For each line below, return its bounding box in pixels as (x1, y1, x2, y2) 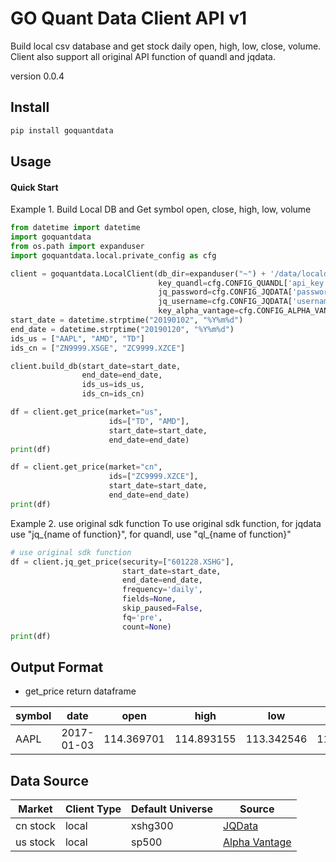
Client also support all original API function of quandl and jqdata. (10, 50, 276, 62)
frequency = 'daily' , (121, 585, 203, 595)
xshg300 (131, 819, 174, 833)
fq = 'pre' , (121, 612, 163, 622)
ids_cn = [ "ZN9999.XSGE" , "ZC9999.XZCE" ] (10, 343, 186, 353)
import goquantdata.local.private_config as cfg (10, 250, 217, 261)
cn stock (15, 819, 56, 833)
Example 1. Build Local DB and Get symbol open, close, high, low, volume (10, 203, 312, 216)
